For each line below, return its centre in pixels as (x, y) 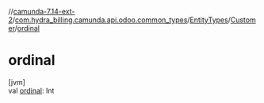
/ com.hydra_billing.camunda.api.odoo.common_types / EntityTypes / (122, 20)
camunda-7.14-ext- (44, 11)
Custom (243, 20)
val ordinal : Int (31, 90)
